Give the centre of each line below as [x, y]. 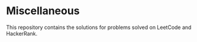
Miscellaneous [43, 11]
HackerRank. [22, 33]
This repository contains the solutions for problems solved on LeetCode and [99, 27]
